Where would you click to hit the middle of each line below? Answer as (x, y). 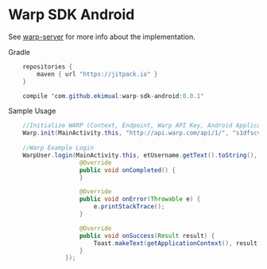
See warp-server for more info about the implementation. (102, 37)
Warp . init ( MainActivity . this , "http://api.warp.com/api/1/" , (126, 133)
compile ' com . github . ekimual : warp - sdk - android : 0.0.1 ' (113, 96)
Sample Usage (32, 111)
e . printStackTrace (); (129, 207)
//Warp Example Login (58, 148)
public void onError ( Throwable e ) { (140, 199)
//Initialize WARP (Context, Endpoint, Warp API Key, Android (128, 126)
